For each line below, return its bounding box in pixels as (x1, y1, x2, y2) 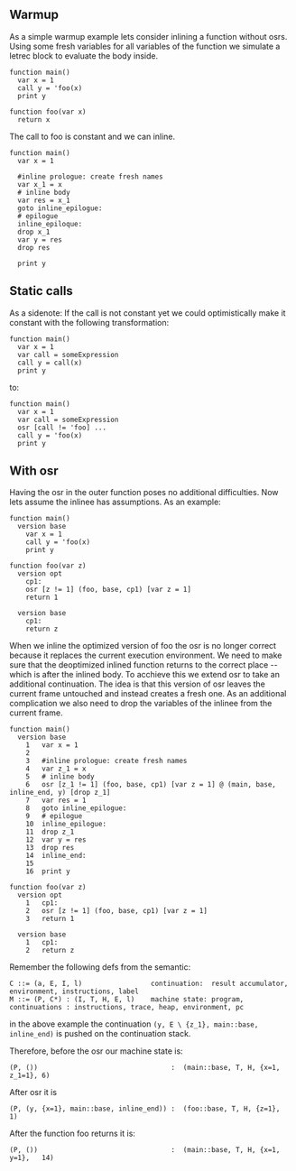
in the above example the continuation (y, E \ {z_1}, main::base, (9, 1019, 259, 1029)
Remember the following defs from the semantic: (9, 962, 191, 973)
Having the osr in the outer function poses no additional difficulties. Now (9, 487, 279, 498)
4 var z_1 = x (25, 764, 88, 774)
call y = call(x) (17, 358, 83, 367)
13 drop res (25, 844, 75, 853)
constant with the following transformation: (9, 317, 170, 327)
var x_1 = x (17, 180, 63, 189)
